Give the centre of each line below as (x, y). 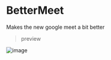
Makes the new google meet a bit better (55, 27)
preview (31, 38)
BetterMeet (35, 10)
